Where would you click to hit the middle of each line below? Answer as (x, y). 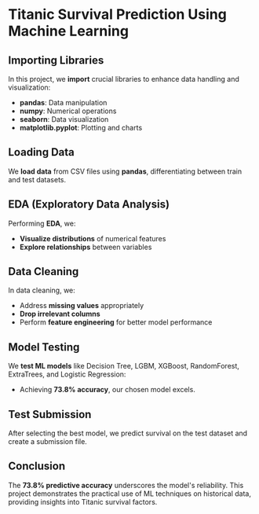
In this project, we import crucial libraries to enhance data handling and (124, 79)
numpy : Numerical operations (68, 111)
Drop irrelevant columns (60, 314)
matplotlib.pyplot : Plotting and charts (81, 128)
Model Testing (44, 347)
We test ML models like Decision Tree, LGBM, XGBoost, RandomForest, (124, 366)
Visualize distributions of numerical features (93, 238)
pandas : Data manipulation (63, 103)
